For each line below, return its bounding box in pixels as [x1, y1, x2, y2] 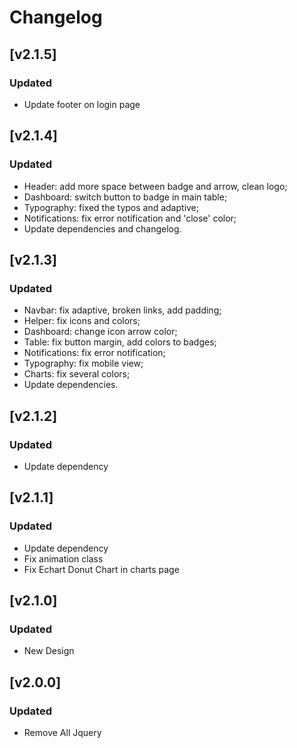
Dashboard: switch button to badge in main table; [23, 191, 228, 203]
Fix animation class [23, 552, 104, 565]
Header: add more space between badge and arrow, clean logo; [23, 180, 288, 192]
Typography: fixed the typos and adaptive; [23, 201, 200, 213]
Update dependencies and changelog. [23, 222, 182, 235]
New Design [23, 645, 75, 657]
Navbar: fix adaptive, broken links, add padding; [23, 304, 222, 316]
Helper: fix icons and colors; [23, 315, 141, 327]
